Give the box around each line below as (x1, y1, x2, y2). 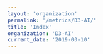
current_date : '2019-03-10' (7, 36, 91, 43)
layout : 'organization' (7, 10, 78, 18)
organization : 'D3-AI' (7, 29, 75, 37)
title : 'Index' (7, 23, 53, 30)
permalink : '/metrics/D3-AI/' (7, 17, 97, 24)
